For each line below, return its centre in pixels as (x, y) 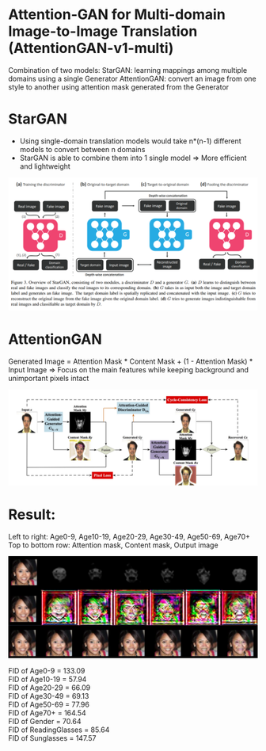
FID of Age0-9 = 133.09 (47, 670)
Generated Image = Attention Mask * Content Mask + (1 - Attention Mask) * (131, 361)
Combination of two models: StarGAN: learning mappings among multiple (128, 70)
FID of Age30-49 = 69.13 (49, 696)
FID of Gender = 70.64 (45, 721)
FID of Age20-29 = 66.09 (49, 688)
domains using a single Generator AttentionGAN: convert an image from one (133, 78)
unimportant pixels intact (49, 379)
